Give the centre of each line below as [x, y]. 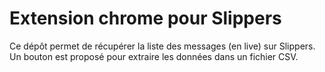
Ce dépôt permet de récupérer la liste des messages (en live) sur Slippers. [162, 46]
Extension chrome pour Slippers [145, 18]
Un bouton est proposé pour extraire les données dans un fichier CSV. [154, 56]
